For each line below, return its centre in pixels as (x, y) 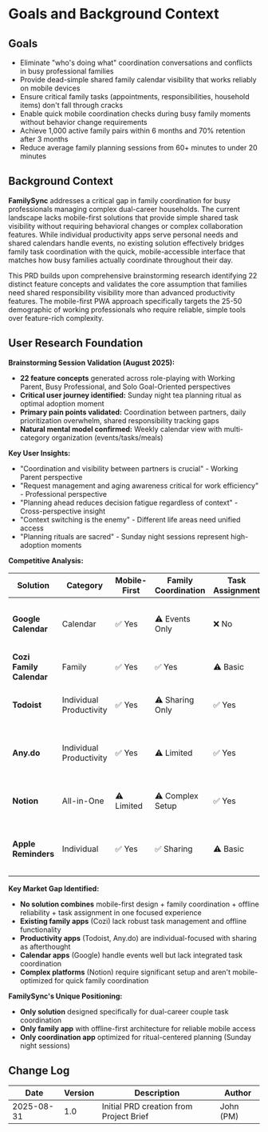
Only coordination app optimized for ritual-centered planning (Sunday (136, 1037)
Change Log (39, 1071)
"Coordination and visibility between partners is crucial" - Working (129, 468)
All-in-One (83, 801)
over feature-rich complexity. (56, 318)
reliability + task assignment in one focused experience (110, 912)
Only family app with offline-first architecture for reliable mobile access (138, 1028)
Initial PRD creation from (147, 1106)
